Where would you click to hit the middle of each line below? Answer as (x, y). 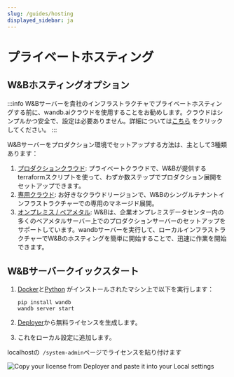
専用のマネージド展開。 (124, 203)
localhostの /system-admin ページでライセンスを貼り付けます (95, 352)
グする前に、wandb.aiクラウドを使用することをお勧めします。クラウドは (112, 112)
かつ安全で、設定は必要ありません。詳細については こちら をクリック (124, 121)
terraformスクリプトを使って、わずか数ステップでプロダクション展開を (120, 177)
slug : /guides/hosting (40, 14)
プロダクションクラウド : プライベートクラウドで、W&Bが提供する (112, 168)
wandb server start (46, 309)
